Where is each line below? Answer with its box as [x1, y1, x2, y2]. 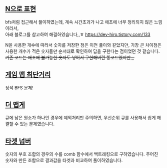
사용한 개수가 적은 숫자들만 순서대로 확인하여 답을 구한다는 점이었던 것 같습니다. [5, 48, 160, 54]
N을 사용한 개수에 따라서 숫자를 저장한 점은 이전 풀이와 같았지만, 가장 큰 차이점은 [5, 42, 161, 48]
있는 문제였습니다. [19, 121, 55, 127]
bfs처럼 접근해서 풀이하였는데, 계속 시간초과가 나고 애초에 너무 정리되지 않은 [5, 19, 153, 25]
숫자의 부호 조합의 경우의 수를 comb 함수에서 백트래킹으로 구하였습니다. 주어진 [5, 151, 158, 157]
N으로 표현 [5, 4, 36, 13]
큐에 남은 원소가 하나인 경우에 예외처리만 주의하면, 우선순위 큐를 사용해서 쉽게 [5, 115, 156, 121]
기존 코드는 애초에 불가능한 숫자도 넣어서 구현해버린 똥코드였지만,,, [5, 54, 135, 60]
